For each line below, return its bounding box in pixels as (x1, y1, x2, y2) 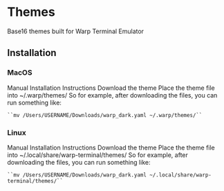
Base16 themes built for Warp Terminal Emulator (7, 27, 144, 35)
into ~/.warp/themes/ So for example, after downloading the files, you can (7, 91, 218, 99)
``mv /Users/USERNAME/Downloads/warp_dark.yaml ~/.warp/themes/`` (7, 111, 203, 118)
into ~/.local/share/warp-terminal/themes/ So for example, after (7, 150, 189, 159)
